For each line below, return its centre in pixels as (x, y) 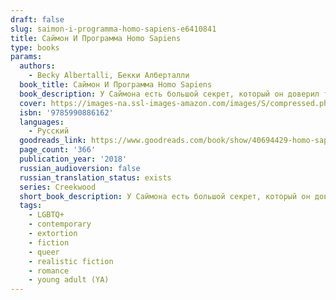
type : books (35, 47)
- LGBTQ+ (46, 215)
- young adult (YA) (69, 280)
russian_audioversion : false (80, 168)
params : (26, 57)
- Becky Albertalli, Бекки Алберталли (109, 76)
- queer (44, 252)
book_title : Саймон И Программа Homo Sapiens (116, 85)
